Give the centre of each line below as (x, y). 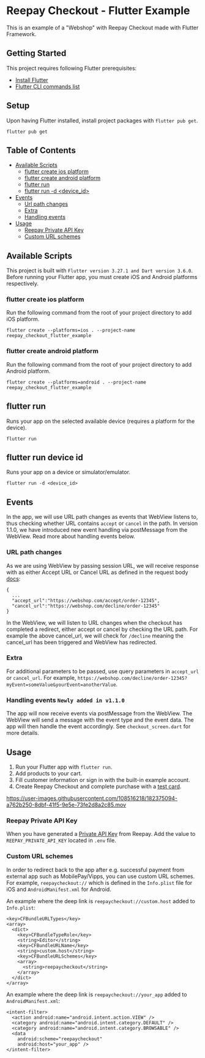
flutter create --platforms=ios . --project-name (71, 330)
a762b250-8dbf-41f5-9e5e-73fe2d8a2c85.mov (66, 805)
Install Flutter (32, 80)
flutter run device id (45, 457)
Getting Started (36, 54)
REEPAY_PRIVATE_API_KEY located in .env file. (61, 840)
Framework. (21, 34)
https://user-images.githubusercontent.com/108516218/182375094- (92, 798)
